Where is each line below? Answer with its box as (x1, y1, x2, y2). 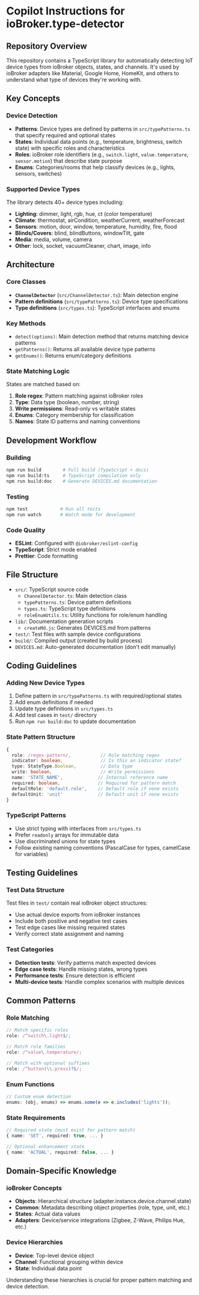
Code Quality (6, 526, 46, 534)
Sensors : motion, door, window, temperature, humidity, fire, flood (14, 223, 177, 230)
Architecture (6, 260, 55, 270)
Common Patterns (6, 995, 76, 1006)
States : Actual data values (14, 1210, 81, 1217)
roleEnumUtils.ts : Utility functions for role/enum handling (23, 611, 167, 618)
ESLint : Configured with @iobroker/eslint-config (14, 540, 138, 547)
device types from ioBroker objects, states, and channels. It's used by (6, 63, 179, 70)
